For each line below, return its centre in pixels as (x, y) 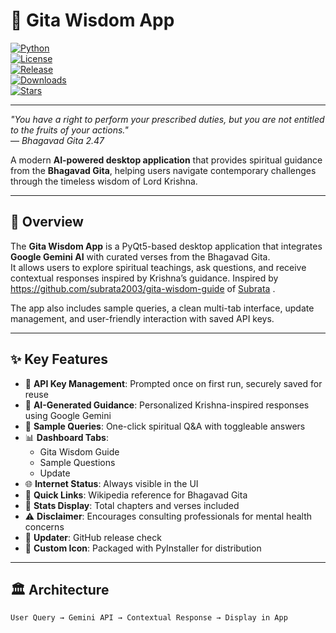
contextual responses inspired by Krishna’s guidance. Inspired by (144, 278)
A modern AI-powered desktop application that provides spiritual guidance (166, 160)
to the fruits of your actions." (69, 130)
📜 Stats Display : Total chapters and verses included (132, 505)
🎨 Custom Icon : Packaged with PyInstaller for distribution (143, 548)
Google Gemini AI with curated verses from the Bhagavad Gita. (140, 256)
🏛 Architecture (60, 589)
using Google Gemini (68, 415)
